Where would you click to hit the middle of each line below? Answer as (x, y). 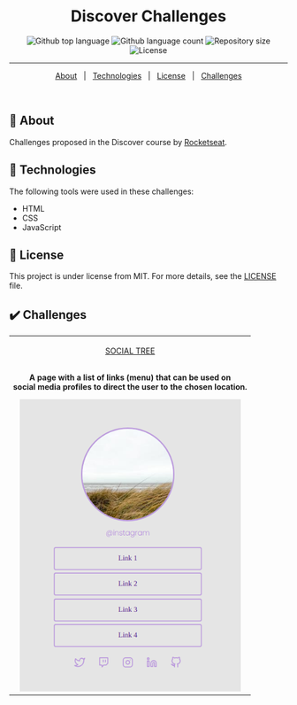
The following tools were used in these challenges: (102, 191)
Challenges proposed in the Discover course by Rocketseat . (118, 142)
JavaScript (42, 227)
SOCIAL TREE (130, 351)
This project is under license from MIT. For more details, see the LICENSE (143, 276)
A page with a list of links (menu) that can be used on (130, 377)
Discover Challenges (148, 16)
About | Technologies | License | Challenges (148, 75)
